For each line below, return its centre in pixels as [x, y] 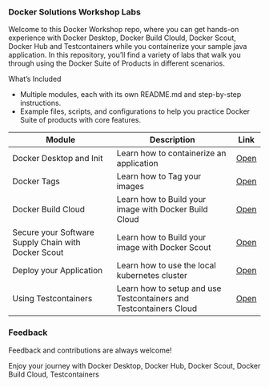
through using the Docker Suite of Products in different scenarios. [117, 63]
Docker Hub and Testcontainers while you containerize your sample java [128, 46]
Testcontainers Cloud [157, 308]
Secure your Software [53, 232]
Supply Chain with [46, 243]
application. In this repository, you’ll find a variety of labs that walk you [125, 55]
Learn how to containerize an [171, 153]
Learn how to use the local [166, 265]
